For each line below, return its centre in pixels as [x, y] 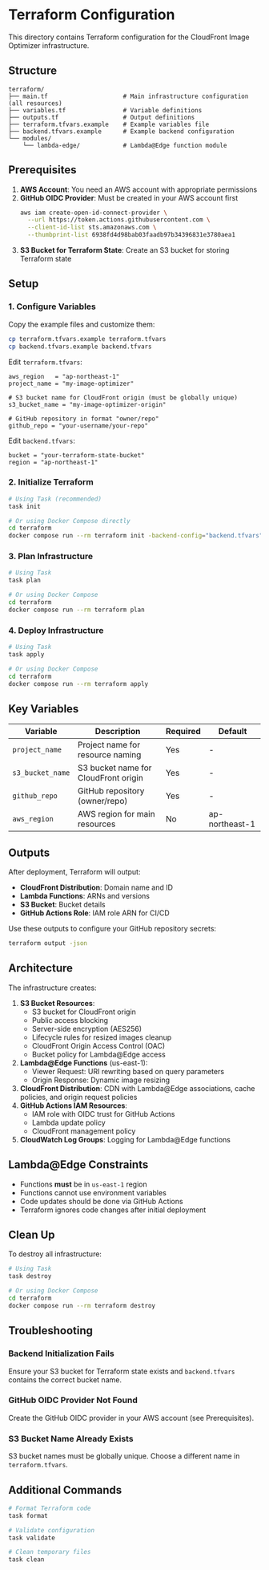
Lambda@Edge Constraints [78, 1165]
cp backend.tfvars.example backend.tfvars [80, 347]
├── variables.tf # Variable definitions [105, 110]
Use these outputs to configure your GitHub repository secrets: [112, 929]
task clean [26, 1560]
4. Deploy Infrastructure [56, 630]
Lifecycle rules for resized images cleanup [102, 1037]
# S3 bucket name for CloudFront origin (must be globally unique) [123, 398]
